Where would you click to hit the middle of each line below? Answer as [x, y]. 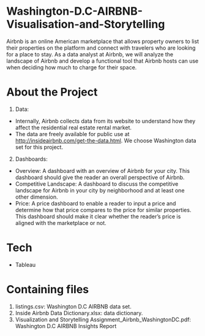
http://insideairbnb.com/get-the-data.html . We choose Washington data [106, 140]
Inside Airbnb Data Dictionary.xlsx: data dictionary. [79, 313]
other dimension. [36, 197]
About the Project [52, 92]
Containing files [48, 289]
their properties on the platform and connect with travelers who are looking [101, 48]
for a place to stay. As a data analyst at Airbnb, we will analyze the [90, 54]
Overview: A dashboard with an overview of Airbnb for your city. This [102, 170]
